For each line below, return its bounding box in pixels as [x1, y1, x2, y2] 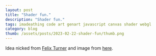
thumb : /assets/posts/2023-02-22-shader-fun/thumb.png [5, 31, 124, 36]
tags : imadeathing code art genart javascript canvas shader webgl [5, 21, 152, 27]
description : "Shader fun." [5, 17, 65, 22]
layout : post [5, 7, 33, 13]
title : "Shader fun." [5, 12, 51, 17]
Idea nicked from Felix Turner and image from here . [5, 45, 113, 51]
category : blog [5, 26, 38, 32]
